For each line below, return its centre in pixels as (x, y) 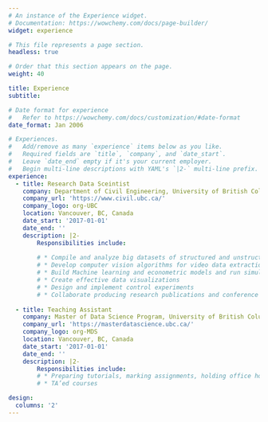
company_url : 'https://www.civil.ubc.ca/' (94, 199)
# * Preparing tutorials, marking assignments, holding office (144, 376)
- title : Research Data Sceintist (73, 184)
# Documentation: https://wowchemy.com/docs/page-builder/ (108, 23)
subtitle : (25, 96)
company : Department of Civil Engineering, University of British (135, 191)
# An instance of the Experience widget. (78, 16)
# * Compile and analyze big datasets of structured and (133, 258)
